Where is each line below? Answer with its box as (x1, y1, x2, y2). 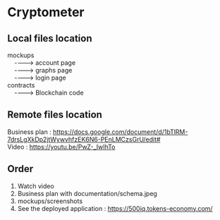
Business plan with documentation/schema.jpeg (17, 189, 157, 197)
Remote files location (7, 109, 102, 121)
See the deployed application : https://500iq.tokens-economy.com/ (17, 204, 213, 212)
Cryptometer (7, 4, 85, 20)
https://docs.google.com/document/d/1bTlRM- (52, 128, 188, 136)
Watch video (17, 181, 54, 190)
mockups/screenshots (17, 197, 83, 205)
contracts (7, 81, 35, 89)
